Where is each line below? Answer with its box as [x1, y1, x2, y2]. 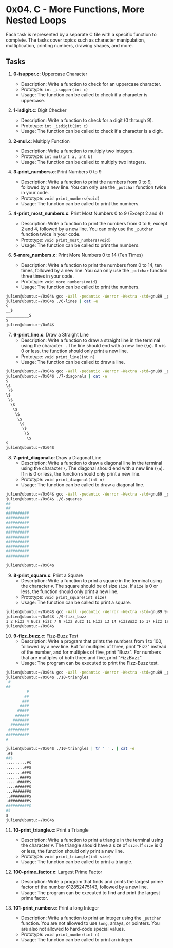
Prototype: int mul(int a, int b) [21, 153, 93, 160]
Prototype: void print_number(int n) [21, 931, 100, 937]
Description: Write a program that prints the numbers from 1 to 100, [21, 638, 163, 644]
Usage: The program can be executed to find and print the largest [21, 889, 160, 896]
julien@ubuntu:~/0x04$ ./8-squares [6, 496, 82, 501]
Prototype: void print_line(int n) [21, 353, 95, 360]
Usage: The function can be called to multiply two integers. [21, 159, 146, 165]
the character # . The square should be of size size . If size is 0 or [21, 583, 158, 589]
